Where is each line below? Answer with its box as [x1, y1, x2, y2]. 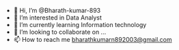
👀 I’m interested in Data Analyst [13, 14, 102, 22]
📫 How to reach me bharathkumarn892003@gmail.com [13, 36, 172, 43]
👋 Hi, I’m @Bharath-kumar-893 [13, 7, 101, 14]
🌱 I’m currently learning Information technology [13, 21, 147, 28]
